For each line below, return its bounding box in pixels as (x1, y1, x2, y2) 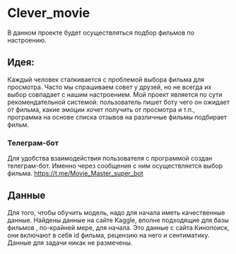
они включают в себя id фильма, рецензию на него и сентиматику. (7, 231, 210, 239)
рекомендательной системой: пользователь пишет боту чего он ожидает (7, 98, 230, 106)
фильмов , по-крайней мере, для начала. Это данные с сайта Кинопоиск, (7, 223, 230, 231)
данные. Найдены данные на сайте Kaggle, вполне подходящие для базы (7, 216, 229, 224)
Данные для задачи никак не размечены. (7, 238, 133, 247)
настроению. (7, 35, 47, 44)
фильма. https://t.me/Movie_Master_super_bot (7, 169, 143, 178)
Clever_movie (7, 5, 90, 21)
